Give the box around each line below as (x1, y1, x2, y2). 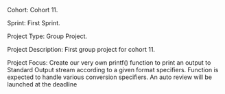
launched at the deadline (7, 80, 78, 88)
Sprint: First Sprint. (7, 19, 60, 27)
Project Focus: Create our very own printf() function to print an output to (7, 59, 211, 67)
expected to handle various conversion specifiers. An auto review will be (7, 73, 213, 81)
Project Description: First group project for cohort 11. (7, 46, 156, 53)
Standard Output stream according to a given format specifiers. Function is (7, 66, 219, 74)
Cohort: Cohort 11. (7, 6, 58, 14)
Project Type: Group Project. (7, 32, 88, 40)
